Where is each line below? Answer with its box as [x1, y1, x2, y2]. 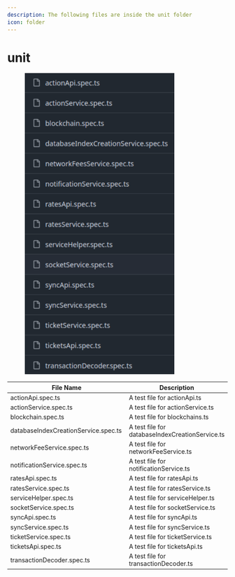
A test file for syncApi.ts [129, 513, 198, 522]
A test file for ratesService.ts [129, 484, 211, 492]
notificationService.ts [129, 464, 190, 473]
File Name [51, 383, 82, 391]
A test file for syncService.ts [129, 522, 211, 531]
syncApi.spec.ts [10, 513, 57, 522]
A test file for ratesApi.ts [129, 474, 199, 482]
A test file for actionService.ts [129, 403, 215, 412]
